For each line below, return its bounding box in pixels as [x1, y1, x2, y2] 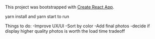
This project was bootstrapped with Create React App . [5, 4, 115, 10]
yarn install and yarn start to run [5, 14, 70, 19]
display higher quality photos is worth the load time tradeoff [5, 28, 125, 34]
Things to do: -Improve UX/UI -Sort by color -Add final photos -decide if [5, 23, 150, 29]
